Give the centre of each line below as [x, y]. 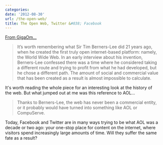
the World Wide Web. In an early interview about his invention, [80, 58]
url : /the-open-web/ [26, 19]
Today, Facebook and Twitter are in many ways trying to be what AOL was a [81, 122]
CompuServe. [31, 113]
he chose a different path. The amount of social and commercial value [88, 73]
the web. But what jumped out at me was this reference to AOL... [70, 93]
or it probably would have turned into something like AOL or [77, 108]
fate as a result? [21, 138]
